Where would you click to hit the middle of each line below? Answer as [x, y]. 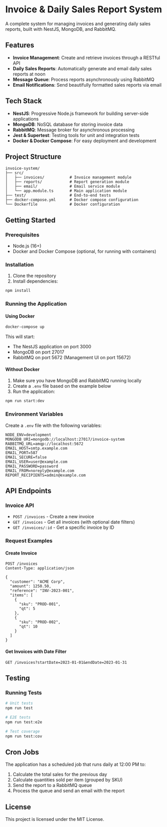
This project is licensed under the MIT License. [55, 819]
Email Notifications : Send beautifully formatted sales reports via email [87, 85]
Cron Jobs [22, 752]
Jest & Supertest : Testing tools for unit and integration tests [76, 135]
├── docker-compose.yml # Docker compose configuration [72, 200]
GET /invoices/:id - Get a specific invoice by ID [63, 527]
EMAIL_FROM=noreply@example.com [40, 470]
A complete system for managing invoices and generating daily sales [78, 24]
